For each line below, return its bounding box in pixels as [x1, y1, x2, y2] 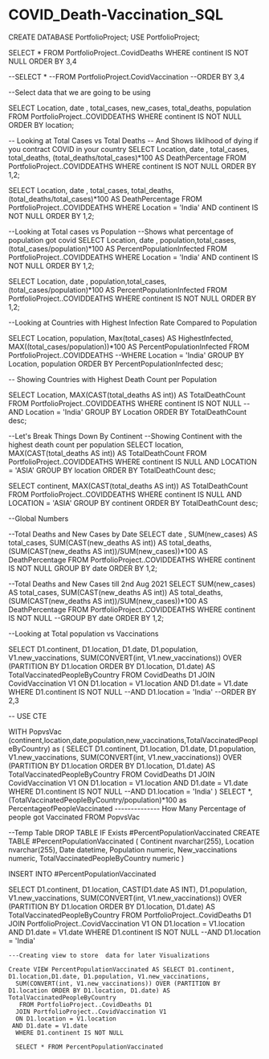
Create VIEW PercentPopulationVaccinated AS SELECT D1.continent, [8, 965, 235, 974]
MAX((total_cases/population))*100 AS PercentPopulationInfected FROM [8, 342, 250, 351]
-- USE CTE [8, 711, 47, 720]
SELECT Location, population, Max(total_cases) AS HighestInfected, [8, 333, 234, 343]
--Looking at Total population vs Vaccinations [8, 629, 159, 638]
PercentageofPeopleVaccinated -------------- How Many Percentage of [8, 803, 247, 813]
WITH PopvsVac [8, 726, 62, 737]
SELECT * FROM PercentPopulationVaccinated [15, 1043, 163, 1051]
